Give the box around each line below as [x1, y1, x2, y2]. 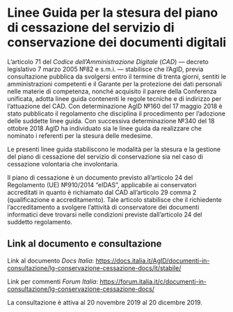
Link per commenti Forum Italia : [7, 277, 99, 286]
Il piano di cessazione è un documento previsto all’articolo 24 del [7, 173, 193, 182]
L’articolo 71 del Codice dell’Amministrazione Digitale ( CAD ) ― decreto [7, 57, 209, 65]
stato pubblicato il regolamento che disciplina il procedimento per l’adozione [7, 109, 226, 118]
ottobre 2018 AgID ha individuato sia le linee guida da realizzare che [7, 124, 202, 132]
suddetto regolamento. [7, 217, 73, 226]
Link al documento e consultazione [7, 238, 162, 250]
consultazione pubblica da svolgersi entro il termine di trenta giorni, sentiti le [7, 72, 227, 81]
